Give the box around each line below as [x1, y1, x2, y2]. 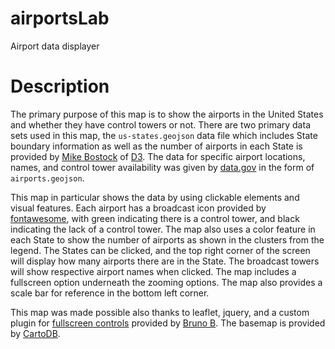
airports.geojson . [10, 172, 85, 184]
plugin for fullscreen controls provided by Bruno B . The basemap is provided [10, 317, 326, 329]
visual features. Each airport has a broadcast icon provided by [10, 202, 267, 214]
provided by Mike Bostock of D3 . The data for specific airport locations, [10, 150, 306, 162]
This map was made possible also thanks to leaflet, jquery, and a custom [10, 306, 310, 318]
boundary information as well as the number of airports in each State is [10, 140, 303, 152]
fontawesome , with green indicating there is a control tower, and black [10, 212, 300, 224]
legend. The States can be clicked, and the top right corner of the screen [10, 244, 311, 256]
